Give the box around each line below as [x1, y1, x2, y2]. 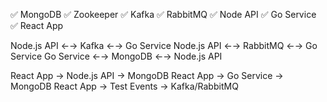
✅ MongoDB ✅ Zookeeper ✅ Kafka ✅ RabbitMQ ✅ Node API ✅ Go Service [10, 9, 317, 20]
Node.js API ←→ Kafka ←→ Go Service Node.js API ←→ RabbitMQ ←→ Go [10, 40, 318, 51]
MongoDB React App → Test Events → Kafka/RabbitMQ [10, 80, 239, 92]
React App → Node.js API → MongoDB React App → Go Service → [10, 70, 284, 81]
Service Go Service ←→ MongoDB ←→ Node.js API [10, 50, 223, 62]
